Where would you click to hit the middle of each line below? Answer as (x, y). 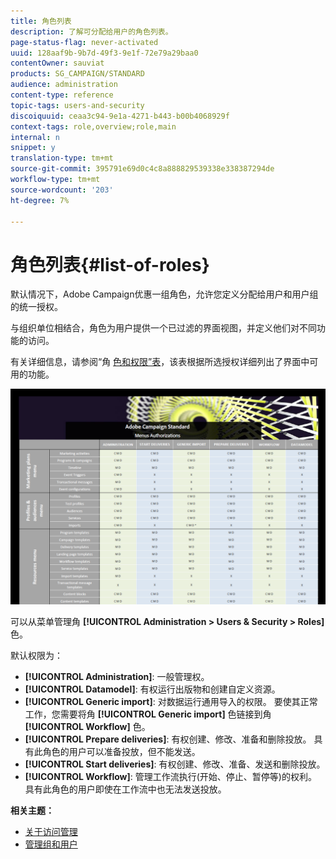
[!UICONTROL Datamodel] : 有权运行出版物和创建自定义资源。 (152, 689)
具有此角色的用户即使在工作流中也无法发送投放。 (125, 789)
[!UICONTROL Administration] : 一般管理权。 (117, 676)
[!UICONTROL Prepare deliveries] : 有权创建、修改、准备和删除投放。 (168, 739)
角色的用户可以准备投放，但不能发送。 (121, 751)
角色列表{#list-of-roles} (110, 264)
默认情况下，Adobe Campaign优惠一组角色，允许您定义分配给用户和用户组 (164, 294)
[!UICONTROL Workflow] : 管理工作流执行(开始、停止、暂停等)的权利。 (170, 776)
